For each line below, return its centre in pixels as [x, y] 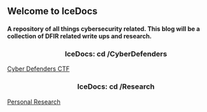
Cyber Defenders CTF [39, 69]
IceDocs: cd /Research [116, 87]
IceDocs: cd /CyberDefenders [116, 54]
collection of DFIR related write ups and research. [79, 36]
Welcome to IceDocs [52, 11]
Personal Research [34, 102]
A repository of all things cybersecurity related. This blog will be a [103, 29]
